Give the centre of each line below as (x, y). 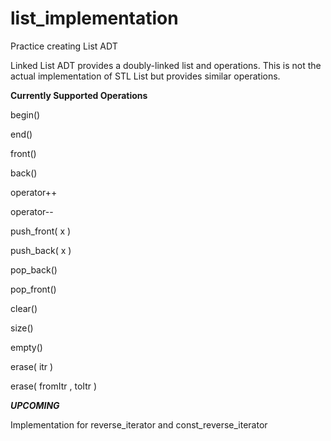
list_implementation (94, 18)
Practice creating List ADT (64, 46)
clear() (24, 308)
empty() (26, 347)
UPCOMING (35, 405)
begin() (25, 114)
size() (22, 328)
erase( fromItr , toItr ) (54, 386)
